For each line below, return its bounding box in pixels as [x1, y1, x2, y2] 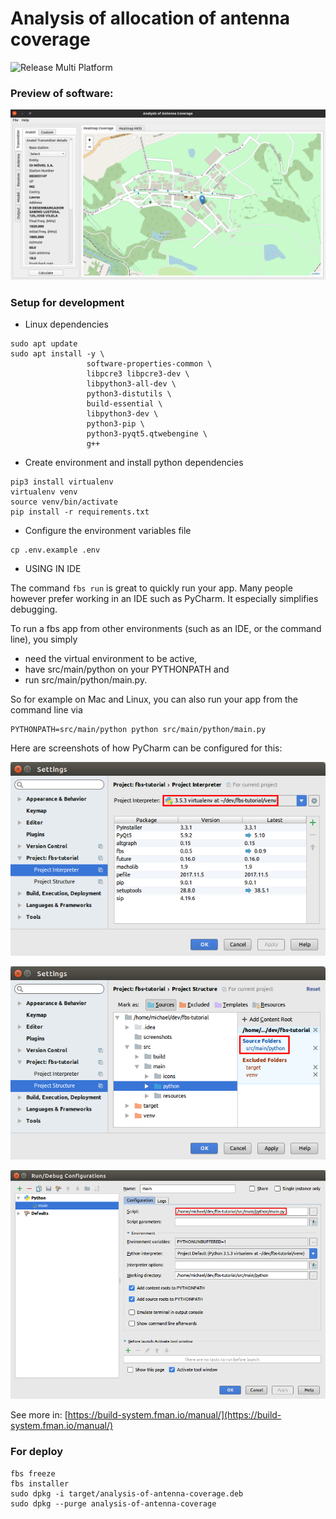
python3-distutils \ [86, 389, 172, 399]
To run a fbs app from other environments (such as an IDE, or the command [10, 623, 322, 635]
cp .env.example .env [10, 545, 101, 556]
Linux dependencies [24, 318, 109, 331]
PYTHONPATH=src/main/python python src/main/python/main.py [10, 725, 267, 735]
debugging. [10, 603, 58, 616]
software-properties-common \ [86, 359, 213, 369]
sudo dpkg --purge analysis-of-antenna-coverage [10, 1498, 217, 1509]
